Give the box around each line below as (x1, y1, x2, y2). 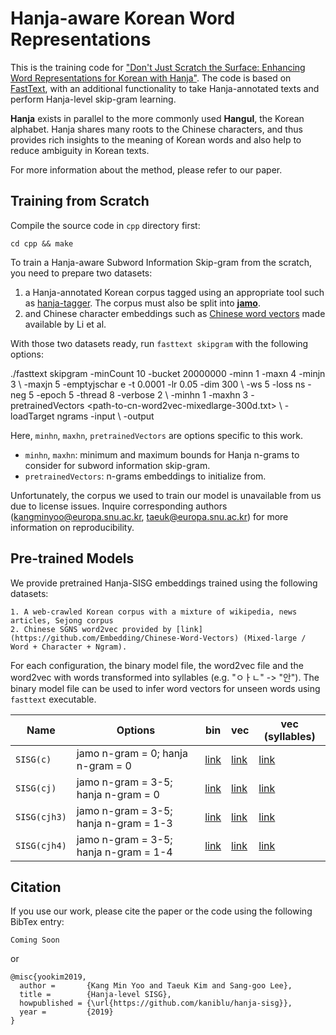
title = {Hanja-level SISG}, (19, 990, 172, 1000)
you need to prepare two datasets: (10, 267, 153, 279)
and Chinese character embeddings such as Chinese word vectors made (24, 307, 326, 319)
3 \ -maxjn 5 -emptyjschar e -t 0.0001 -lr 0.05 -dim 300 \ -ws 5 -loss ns (10, 378, 306, 390)
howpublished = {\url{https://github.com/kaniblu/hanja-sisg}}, (19, 998, 293, 1009)
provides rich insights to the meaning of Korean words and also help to (10, 133, 302, 146)
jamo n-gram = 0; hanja (76, 746, 188, 760)
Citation (10, 878, 62, 896)
